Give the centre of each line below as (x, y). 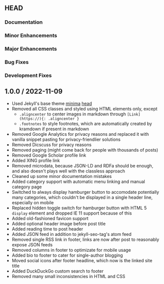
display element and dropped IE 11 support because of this (72, 213)
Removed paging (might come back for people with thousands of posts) (85, 150)
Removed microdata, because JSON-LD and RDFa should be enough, (82, 166)
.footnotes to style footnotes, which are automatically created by (85, 123)
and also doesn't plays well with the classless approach (68, 171)
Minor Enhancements (31, 36)
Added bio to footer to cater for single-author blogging (67, 255)
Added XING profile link (36, 160)
